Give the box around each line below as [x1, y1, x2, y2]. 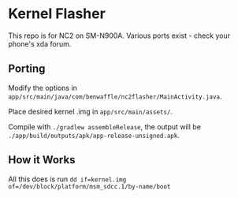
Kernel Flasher [8, 5, 106, 23]
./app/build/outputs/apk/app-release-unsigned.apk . [8, 130, 180, 140]
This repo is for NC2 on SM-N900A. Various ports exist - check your [8, 31, 231, 40]
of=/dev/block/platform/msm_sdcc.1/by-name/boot [8, 182, 171, 190]
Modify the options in [8, 83, 77, 92]
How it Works [8, 153, 76, 166]
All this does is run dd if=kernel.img [8, 174, 127, 184]
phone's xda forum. [8, 39, 72, 48]
